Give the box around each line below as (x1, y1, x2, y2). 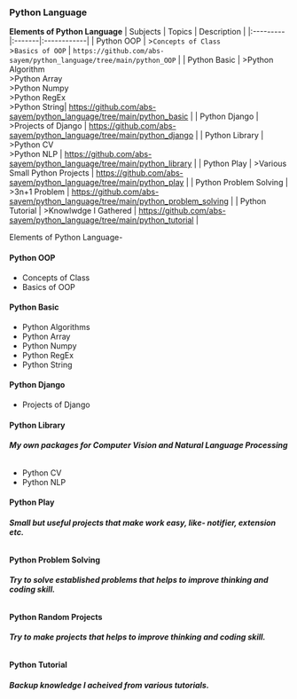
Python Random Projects (9, 611, 103, 622)
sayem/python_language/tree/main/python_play (9, 177, 184, 188)
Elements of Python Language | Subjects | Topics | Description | (9, 27, 246, 37)
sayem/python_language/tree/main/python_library (9, 158, 192, 169)
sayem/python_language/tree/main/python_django (9, 130, 194, 141)
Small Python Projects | (9, 168, 95, 178)
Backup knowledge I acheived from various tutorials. (9, 679, 210, 690)
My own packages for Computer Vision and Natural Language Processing (9, 440, 288, 451)
